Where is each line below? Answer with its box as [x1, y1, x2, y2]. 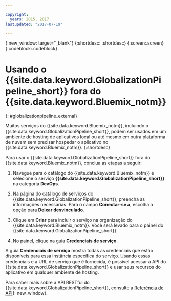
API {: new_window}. [5, 290, 48, 296]
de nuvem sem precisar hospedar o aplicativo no [5, 139, 109, 145]
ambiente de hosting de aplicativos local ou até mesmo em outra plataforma [5, 134, 166, 140]
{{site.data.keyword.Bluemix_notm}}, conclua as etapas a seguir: [5, 160, 142, 166]
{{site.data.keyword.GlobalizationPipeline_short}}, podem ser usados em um [5, 128, 166, 135]
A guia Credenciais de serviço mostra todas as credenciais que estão [5, 248, 154, 254]
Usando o [5, 63, 47, 75]
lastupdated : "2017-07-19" [5, 21, 63, 27]
